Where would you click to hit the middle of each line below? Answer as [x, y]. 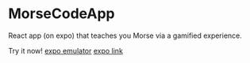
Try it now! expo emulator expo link [65, 50]
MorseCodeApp [62, 14]
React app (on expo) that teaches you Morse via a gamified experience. [125, 35]
